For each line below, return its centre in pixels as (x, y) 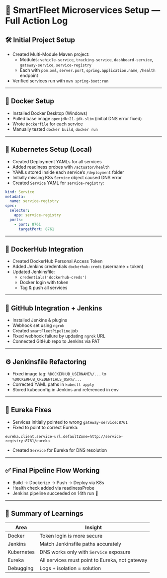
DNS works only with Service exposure (85, 552)
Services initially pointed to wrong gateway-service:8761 (70, 422)
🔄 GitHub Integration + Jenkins (54, 308)
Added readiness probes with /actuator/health (61, 167)
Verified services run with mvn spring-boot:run (60, 81)
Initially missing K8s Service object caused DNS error (67, 177)
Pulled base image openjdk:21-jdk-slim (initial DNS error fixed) (77, 118)
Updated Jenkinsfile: (34, 272)
